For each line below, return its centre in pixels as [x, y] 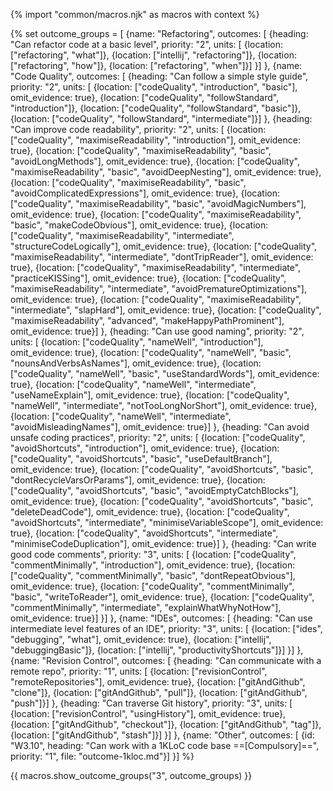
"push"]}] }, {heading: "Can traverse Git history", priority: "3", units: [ [151, 703]
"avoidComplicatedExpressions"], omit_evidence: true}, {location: [145, 193]
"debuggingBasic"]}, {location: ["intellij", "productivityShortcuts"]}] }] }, [157, 650]
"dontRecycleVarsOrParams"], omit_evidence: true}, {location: [138, 480]
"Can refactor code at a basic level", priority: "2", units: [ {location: [147, 44]
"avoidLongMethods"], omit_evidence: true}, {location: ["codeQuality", [155, 161]
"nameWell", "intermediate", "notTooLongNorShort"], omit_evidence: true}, [164, 405]
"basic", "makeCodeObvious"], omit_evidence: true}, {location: [139, 225]
